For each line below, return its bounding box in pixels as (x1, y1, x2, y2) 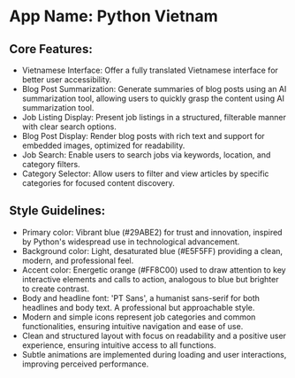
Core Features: (9, 42, 93, 57)
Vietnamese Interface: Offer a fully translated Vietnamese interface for (21, 65, 278, 75)
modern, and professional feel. (21, 255, 134, 266)
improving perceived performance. (21, 359, 149, 369)
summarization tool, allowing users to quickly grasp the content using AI (21, 93, 285, 104)
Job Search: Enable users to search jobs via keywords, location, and (21, 150, 271, 160)
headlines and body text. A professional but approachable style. (21, 302, 255, 312)
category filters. (21, 159, 81, 169)
